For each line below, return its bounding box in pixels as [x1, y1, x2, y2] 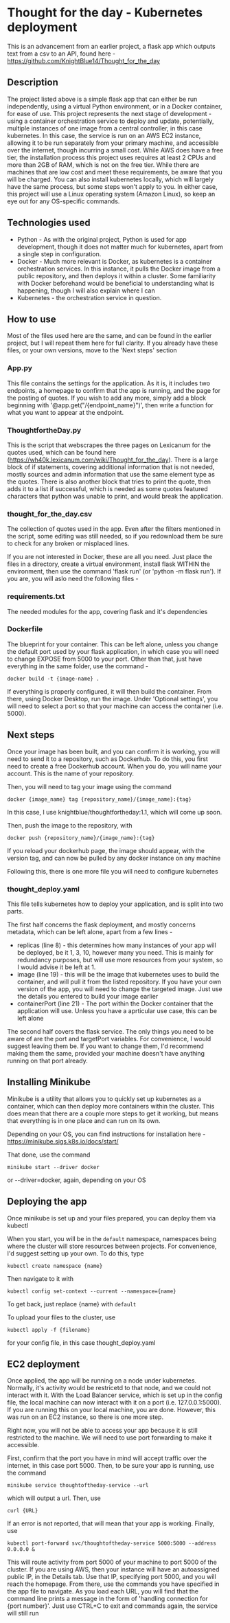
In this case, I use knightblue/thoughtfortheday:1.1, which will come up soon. [7, 808, 222, 816]
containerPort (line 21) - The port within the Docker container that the [16, 999, 214, 1008]
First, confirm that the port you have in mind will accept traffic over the [7, 1454, 207, 1462]
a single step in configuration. [16, 249, 102, 258]
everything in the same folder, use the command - [7, 661, 149, 670]
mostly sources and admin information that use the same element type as [7, 470, 215, 478]
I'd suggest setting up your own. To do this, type [7, 1249, 144, 1258]
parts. [7, 907, 24, 915]
